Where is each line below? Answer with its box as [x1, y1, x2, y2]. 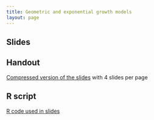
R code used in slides [6, 107, 60, 115]
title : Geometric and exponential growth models [6, 8, 132, 15]
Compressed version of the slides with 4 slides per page [6, 73, 148, 81]
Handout [6, 58, 40, 68]
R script [6, 92, 37, 102]
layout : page [6, 15, 40, 21]
